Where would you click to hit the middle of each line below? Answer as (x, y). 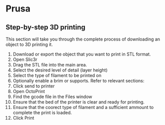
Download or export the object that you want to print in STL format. (82, 54)
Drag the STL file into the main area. (50, 65)
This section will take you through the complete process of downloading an (83, 39)
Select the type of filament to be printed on (57, 75)
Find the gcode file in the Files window (53, 96)
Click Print (23, 118)
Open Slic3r (25, 59)
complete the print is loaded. (42, 112)
